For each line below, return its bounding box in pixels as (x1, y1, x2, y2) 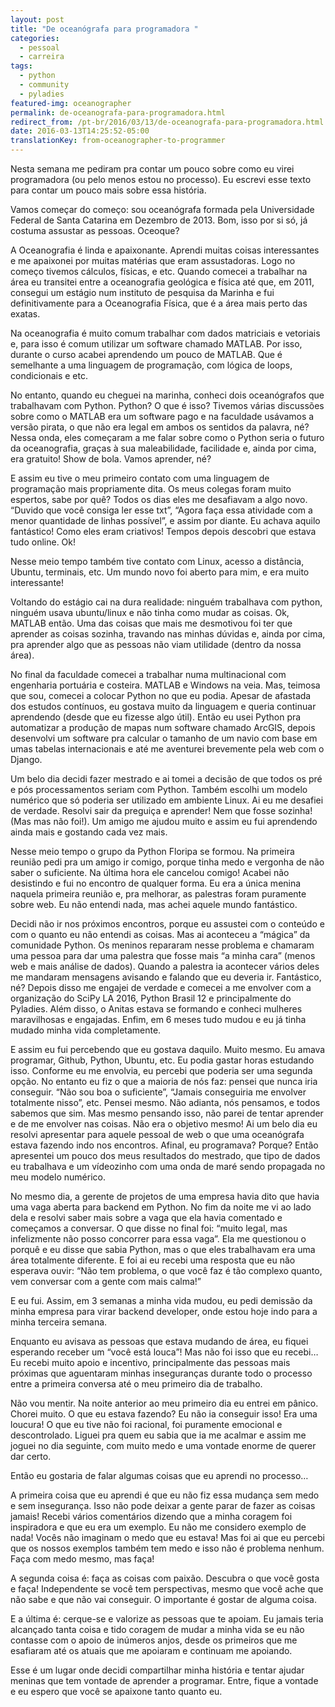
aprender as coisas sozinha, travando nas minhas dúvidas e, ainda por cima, (10, 628, 326, 640)
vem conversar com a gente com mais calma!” (10, 1276, 202, 1287)
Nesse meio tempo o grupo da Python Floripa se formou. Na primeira (10, 846, 295, 857)
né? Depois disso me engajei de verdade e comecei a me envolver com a (10, 982, 312, 993)
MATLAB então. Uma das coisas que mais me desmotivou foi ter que (10, 617, 293, 629)
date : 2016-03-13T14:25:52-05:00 (10, 126, 150, 136)
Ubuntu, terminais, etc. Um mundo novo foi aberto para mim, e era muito (10, 566, 310, 578)
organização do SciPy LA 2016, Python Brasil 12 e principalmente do (10, 992, 292, 1004)
